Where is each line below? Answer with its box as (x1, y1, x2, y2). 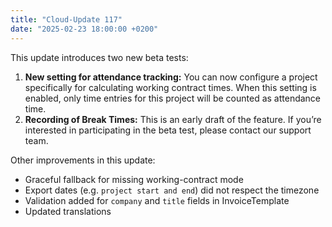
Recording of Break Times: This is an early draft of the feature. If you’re (24, 113, 322, 125)
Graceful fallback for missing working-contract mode (24, 173, 244, 185)
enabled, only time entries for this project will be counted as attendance (24, 92, 322, 104)
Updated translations (24, 205, 112, 217)
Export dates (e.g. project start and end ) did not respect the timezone (24, 184, 320, 196)
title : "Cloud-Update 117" (10, 14, 123, 25)
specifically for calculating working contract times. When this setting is (24, 81, 317, 93)
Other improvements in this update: (10, 154, 156, 166)
